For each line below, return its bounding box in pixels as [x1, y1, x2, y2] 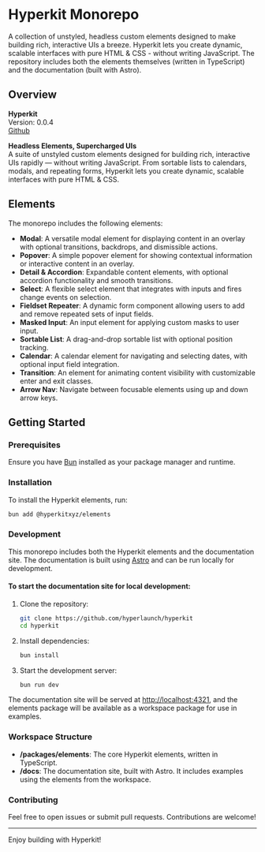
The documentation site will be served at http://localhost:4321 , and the [8, 695, 238, 704]
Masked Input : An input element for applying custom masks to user [19, 317, 240, 327]
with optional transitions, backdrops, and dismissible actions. [19, 242, 218, 252]
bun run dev [19, 681, 59, 689]
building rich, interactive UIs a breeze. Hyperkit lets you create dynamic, [8, 39, 243, 49]
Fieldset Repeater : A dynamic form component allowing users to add [19, 301, 245, 310]
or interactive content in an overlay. [19, 259, 135, 268]
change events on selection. [19, 292, 112, 301]
